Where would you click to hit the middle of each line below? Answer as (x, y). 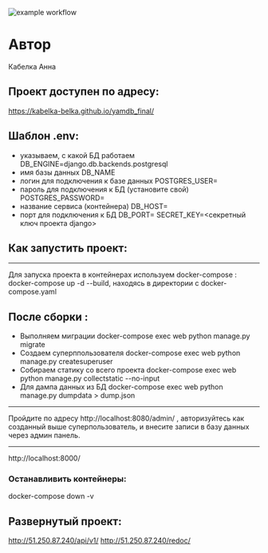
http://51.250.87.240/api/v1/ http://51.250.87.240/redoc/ (100, 541)
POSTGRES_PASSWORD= (62, 197)
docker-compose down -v (51, 496)
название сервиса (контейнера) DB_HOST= (94, 206)
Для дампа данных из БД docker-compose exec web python (121, 387)
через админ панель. (44, 436)
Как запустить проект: (68, 248)
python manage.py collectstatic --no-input (90, 378)
